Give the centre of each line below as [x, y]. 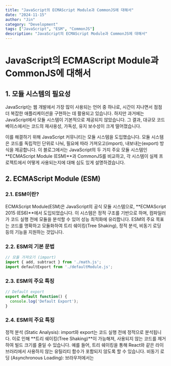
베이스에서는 [18, 126]
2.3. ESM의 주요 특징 [30, 281]
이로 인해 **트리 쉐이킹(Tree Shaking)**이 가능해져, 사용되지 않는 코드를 [84, 338]
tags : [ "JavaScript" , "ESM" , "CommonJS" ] [50, 29]
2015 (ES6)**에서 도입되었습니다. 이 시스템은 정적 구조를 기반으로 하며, [77, 213]
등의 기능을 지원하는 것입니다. [35, 232]
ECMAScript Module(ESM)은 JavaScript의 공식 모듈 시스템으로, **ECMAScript [86, 206]
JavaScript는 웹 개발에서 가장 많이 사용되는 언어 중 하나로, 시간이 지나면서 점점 [84, 107]
